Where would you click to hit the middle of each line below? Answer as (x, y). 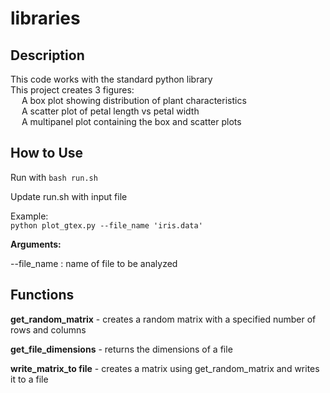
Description (47, 55)
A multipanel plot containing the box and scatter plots (131, 121)
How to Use (47, 153)
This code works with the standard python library (111, 79)
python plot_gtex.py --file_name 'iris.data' (106, 225)
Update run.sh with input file (69, 196)
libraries (45, 18)
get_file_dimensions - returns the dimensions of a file (121, 349)
